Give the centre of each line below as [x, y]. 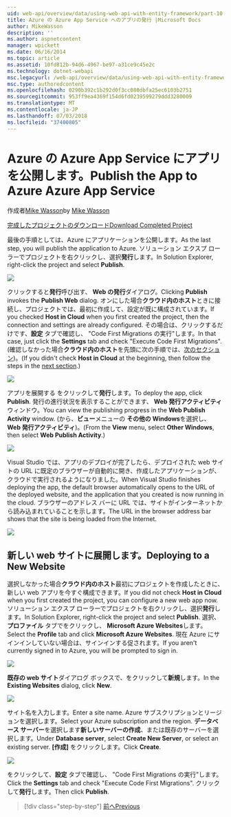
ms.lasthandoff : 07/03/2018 [47, 116]
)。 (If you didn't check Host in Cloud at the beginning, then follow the [112, 358]
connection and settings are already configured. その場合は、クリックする [112, 325]
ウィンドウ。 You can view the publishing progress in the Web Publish [106, 410]
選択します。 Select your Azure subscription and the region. [109, 721]
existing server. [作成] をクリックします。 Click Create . [84, 747]
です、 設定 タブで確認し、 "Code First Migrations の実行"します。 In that [114, 334]
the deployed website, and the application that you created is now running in [115, 495]
